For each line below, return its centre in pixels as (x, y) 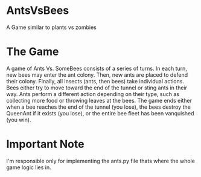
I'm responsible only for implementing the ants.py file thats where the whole (101, 161)
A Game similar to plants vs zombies (51, 27)
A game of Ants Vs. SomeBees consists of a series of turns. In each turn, (97, 68)
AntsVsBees (38, 11)
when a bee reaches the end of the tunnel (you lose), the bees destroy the (99, 107)
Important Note (45, 144)
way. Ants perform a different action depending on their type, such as (93, 94)
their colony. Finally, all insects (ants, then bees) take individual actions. (95, 81)
